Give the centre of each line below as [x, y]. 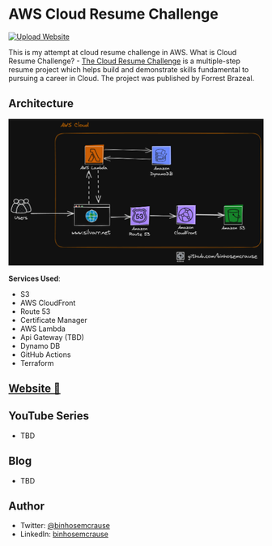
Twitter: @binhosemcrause [65, 526]
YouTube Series [49, 416]
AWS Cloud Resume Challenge [113, 14]
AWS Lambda [43, 329]
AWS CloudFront [48, 303]
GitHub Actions [45, 355]
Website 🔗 [34, 389]
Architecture [41, 103]
